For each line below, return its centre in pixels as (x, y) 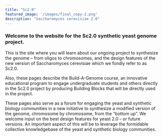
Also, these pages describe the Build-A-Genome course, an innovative (76, 78)
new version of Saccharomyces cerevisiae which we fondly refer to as (76, 63)
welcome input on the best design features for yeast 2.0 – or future (73, 119)
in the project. (19, 93)
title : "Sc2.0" (21, 10)
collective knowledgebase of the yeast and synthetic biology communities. (81, 129)
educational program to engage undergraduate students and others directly (81, 83)
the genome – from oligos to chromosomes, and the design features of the (80, 58)
